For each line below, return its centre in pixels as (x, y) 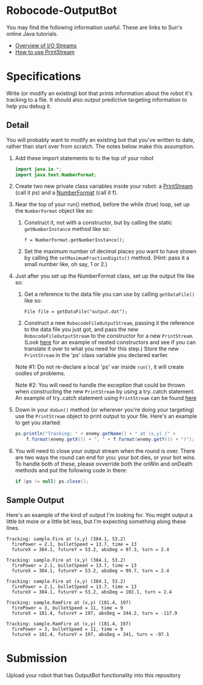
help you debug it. (29, 106)
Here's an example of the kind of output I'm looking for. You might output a (99, 515)
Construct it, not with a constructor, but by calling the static (98, 222)
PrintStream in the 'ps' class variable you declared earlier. (96, 355)
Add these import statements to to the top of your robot (84, 158)
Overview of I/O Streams (46, 45)
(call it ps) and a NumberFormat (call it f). (66, 193)
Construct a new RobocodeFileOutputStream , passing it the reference (109, 323)
